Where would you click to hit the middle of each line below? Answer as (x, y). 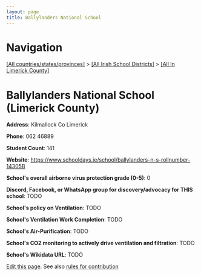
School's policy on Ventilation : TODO (54, 208)
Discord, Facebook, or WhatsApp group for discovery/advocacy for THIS (100, 190)
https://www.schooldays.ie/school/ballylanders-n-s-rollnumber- (110, 160)
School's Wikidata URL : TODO (45, 255)
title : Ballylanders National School (54, 18)
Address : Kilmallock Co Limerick (47, 125)
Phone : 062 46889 (30, 136)
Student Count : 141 (30, 148)
